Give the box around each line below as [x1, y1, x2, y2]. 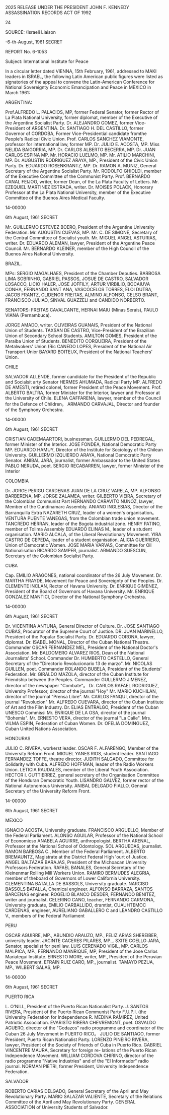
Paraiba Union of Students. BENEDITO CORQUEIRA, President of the [5, 338, 147, 344]
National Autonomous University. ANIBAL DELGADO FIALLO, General [5, 783, 147, 789]
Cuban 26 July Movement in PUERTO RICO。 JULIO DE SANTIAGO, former [5, 1031, 160, 1037]
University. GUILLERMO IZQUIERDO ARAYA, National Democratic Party [5, 452, 152, 458]
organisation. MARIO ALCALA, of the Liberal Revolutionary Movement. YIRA [5, 532, 162, 537]
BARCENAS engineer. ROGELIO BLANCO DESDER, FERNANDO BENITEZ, [5, 891, 156, 897]
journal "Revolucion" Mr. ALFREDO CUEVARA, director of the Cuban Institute [5, 699, 164, 705]
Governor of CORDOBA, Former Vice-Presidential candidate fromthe [5, 130, 147, 137]
